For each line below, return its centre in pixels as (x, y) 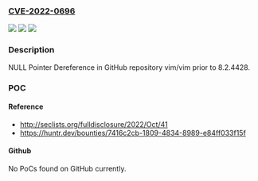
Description (31, 50)
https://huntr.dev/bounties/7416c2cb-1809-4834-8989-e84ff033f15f (133, 133)
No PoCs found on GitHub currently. (67, 168)
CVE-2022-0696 (42, 11)
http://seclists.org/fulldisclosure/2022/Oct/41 (94, 124)
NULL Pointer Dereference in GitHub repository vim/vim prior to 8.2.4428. (129, 67)
